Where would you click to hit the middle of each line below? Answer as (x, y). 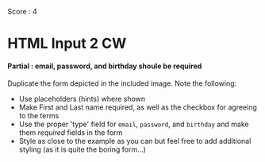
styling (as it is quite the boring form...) (82, 149)
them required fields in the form (71, 133)
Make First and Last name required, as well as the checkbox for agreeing (138, 107)
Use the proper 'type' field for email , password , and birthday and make (134, 124)
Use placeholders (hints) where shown (82, 99)
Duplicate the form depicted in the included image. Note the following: (122, 83)
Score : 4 (22, 12)
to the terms (39, 116)
